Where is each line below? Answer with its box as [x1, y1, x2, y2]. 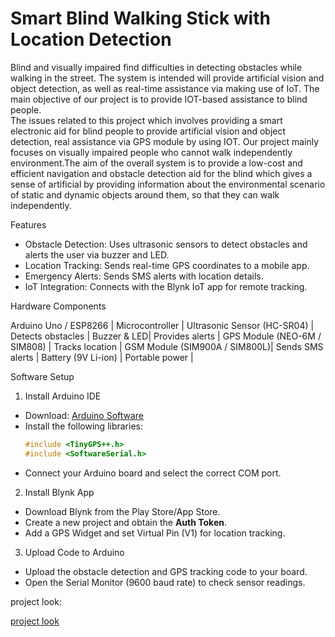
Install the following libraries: [24, 420, 144, 432]
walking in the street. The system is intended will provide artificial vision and [10, 72, 325, 84]
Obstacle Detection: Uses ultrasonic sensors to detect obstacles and [24, 238, 308, 250]
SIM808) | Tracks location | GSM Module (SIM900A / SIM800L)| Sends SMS [10, 340, 324, 352]
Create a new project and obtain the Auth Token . [24, 516, 227, 528]
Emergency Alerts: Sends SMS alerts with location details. [24, 270, 264, 282]
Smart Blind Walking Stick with [10, 7, 271, 30]
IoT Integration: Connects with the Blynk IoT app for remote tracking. [24, 280, 308, 292]
